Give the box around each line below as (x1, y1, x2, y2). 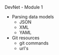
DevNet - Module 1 (4, 4, 43, 10)
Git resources (11, 35, 40, 41)
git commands (19, 40, 49, 46)
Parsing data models (11, 14, 54, 19)
